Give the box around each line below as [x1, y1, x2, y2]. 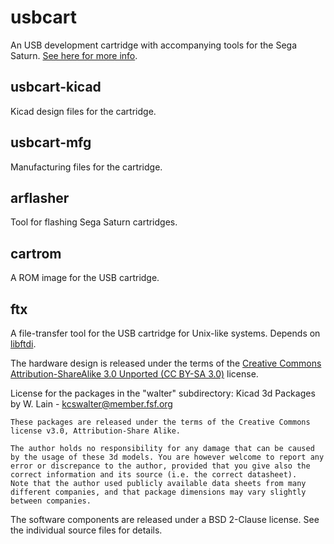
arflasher [10, 189, 70, 206]
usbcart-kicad [10, 79, 102, 96]
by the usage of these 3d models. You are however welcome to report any [10, 452, 325, 462]
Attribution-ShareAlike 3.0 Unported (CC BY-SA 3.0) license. [10, 368, 259, 380]
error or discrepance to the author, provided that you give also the [10, 461, 311, 471]
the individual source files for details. [10, 524, 163, 536]
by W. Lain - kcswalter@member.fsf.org [10, 398, 173, 410]
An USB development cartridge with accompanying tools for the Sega [10, 39, 298, 51]
